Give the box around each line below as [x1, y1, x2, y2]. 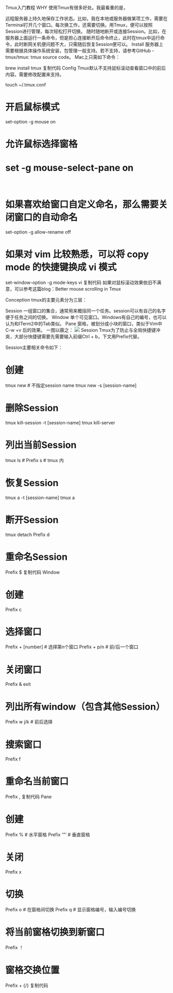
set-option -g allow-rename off [5, 229, 71, 235]
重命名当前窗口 [5, 776, 69, 787]
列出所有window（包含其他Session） [5, 701, 165, 713]
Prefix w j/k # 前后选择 [5, 719, 53, 725]
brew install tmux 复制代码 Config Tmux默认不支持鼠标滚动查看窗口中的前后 [5, 65, 166, 71]
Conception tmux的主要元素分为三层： [5, 296, 87, 303]
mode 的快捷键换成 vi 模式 [5, 261, 117, 273]
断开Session [5, 514, 59, 526]
